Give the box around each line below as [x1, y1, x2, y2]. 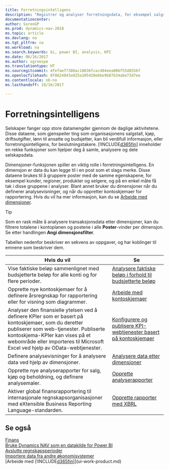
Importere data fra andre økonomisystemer [5, 453, 95, 459]
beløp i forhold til [112, 271, 152, 278]
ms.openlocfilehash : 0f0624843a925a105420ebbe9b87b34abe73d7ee [5, 73, 141, 78]
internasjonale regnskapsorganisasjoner [8, 394, 103, 401]
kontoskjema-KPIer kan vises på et [8, 331, 91, 339]
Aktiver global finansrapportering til [8, 387, 92, 394]
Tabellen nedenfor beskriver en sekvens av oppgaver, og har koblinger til [5, 239, 157, 245]
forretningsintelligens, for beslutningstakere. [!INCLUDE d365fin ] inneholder [5, 141, 161, 147]
